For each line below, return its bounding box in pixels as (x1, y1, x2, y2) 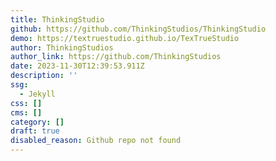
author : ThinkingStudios (10, 42, 114, 53)
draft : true (10, 126, 60, 136)
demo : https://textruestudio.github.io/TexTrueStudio (10, 33, 240, 43)
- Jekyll (19, 89, 56, 99)
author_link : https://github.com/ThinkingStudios (10, 52, 222, 62)
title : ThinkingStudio (10, 14, 105, 25)
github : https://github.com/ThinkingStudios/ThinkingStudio (10, 24, 267, 34)
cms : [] (10, 107, 43, 118)
